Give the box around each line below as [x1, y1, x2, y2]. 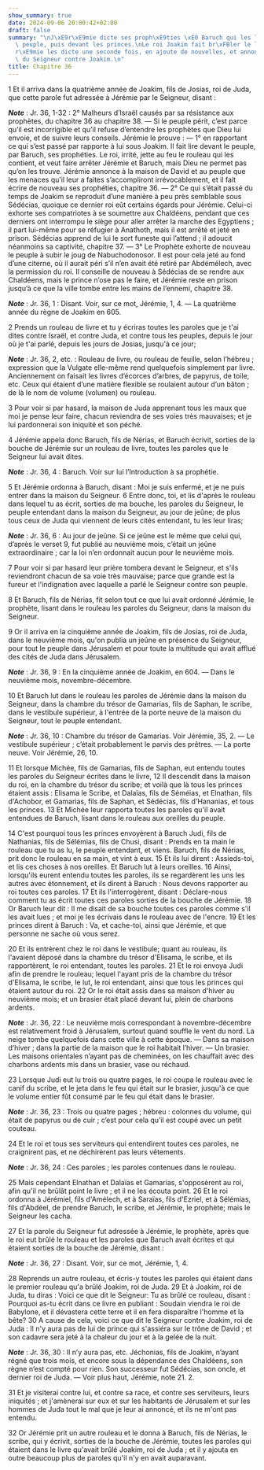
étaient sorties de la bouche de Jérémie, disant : [8, 1243, 165, 1252]
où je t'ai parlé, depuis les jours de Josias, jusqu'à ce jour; [8, 339, 196, 349]
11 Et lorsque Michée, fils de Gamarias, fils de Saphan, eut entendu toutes [8, 763, 246, 772]
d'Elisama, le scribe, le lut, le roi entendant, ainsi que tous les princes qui [8, 977, 244, 987]
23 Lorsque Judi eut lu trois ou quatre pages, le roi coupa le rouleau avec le [8, 1075, 253, 1084]
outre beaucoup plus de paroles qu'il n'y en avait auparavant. [8, 1453, 207, 1462]
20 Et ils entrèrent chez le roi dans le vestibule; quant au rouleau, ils [8, 944, 228, 953]
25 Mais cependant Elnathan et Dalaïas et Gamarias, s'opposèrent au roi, [8, 1177, 244, 1187]
